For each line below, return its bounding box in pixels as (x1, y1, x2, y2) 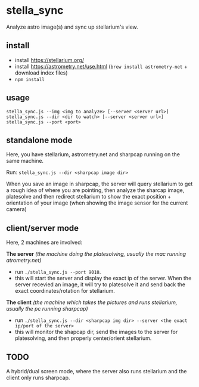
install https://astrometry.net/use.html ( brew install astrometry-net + (14, 63, 188, 70)
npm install (14, 76, 45, 82)
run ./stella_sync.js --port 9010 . (14, 268, 101, 275)
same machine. (6, 157, 43, 165)
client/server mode (6, 223, 79, 233)
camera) (6, 206, 27, 213)
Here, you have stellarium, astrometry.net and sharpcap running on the (6, 151, 181, 158)
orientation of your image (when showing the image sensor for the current (6, 199, 188, 206)
